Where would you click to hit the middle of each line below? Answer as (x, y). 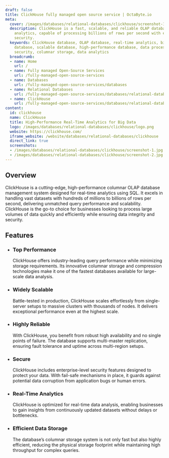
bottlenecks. (25, 415)
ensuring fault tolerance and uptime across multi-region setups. (78, 346)
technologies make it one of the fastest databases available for (77, 271)
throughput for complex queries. (46, 450)
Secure (22, 359)
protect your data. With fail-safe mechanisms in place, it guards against (87, 375)
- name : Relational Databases (41, 89)
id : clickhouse (26, 113)
